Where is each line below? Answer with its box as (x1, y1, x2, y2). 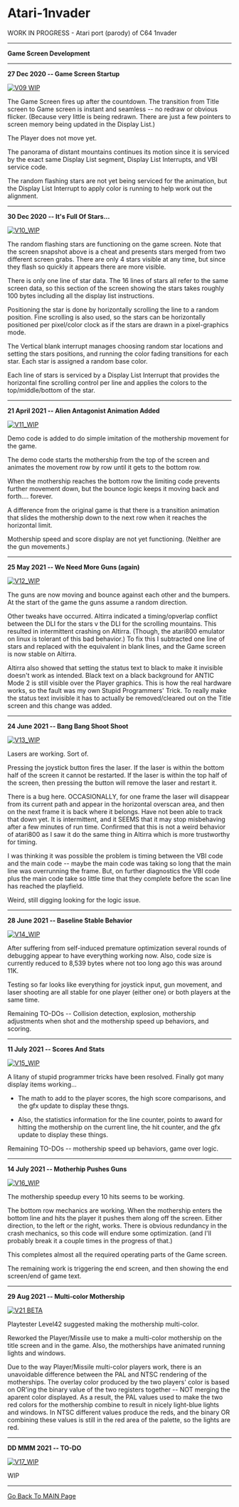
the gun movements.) (7, 542, 70, 550)
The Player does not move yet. (7, 133, 97, 142)
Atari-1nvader (7, 5, 91, 21)
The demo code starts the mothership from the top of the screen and (7, 455, 210, 464)
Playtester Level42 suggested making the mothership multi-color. (7, 1320, 199, 1328)
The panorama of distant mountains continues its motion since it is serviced (7, 148, 230, 156)
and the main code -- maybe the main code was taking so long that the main (7, 859, 231, 868)
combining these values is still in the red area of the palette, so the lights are (7, 1415, 231, 1424)
